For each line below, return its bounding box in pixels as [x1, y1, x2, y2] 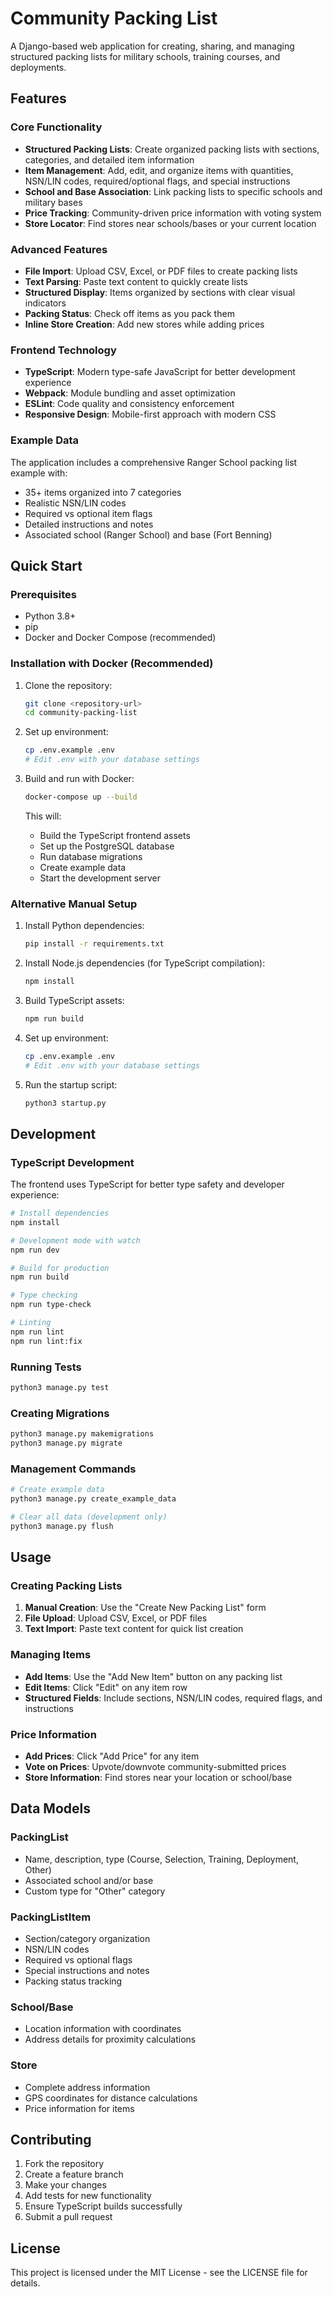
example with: [10, 467, 68, 479]
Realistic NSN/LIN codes [24, 497, 127, 509]
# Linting [10, 1318, 52, 1328]
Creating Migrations [10, 1406, 110, 1420]
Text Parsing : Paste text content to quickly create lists [24, 275, 248, 287]
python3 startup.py [24, 1098, 107, 1108]
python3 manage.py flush [10, 1521, 114, 1531]
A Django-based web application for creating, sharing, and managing [10, 40, 295, 52]
